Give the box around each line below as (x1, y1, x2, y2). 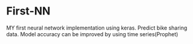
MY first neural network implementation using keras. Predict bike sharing (6, 24, 188, 31)
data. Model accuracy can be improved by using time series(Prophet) (6, 30, 179, 37)
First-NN (6, 4, 51, 18)
